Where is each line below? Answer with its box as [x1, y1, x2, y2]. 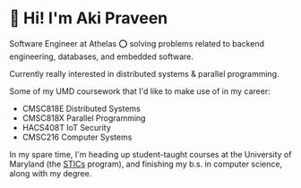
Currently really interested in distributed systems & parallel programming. [9, 68, 279, 79]
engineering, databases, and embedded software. [9, 51, 194, 62]
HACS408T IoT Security [21, 122, 112, 132]
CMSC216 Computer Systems [21, 132, 133, 142]
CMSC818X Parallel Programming [21, 112, 146, 124]
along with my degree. [9, 167, 92, 178]
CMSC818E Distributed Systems [21, 103, 141, 114]
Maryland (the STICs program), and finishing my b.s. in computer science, [9, 158, 283, 169]
